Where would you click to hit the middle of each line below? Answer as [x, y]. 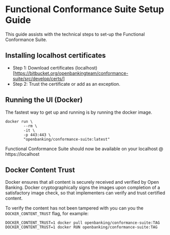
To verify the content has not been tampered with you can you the [74, 208]
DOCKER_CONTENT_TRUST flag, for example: [47, 214]
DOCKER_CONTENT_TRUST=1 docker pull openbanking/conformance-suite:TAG [82, 223]
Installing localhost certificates [56, 56]
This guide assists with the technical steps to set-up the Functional [75, 34]
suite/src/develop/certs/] [39, 78]
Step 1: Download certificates [43, 68]
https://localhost [22, 154]
